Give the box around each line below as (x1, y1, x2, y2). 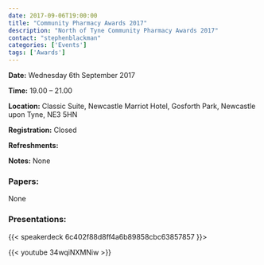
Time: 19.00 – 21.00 (8, 86, 73, 95)
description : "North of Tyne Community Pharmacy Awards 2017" (8, 26, 219, 34)
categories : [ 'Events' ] (8, 41, 87, 49)
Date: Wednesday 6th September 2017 (8, 71, 135, 80)
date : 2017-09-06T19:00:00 (8, 11, 98, 20)
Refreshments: (8, 141, 59, 150)
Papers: (8, 176, 40, 187)
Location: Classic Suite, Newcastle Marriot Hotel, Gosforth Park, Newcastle (8, 101, 256, 111)
